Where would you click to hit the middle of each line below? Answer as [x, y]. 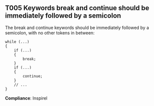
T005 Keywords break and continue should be [77, 8]
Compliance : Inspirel [26, 98]
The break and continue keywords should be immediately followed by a [77, 27]
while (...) [17, 42]
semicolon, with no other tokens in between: [50, 33]
